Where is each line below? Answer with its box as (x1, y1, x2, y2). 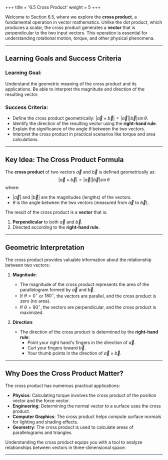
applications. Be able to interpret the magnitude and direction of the (5, 86, 145, 92)
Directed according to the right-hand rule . (12, 224, 100, 230)
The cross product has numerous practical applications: (5, 382, 120, 388)
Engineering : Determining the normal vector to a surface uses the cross (12, 402, 161, 409)
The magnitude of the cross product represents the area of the (19, 281, 149, 287)
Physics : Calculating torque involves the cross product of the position (12, 392, 156, 398)
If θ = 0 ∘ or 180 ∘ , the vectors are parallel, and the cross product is (19, 292, 156, 299)
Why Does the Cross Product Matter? (5, 369, 124, 378)
